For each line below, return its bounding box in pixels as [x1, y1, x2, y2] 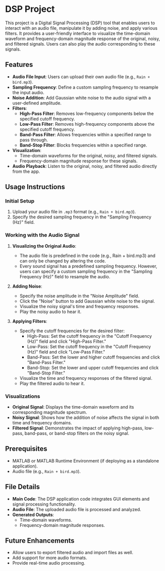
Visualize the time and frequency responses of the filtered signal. [19, 375, 153, 381]
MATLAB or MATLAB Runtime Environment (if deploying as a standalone [12, 458, 159, 464]
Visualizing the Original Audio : [12, 243, 77, 249]
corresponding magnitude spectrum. [12, 410, 87, 415]
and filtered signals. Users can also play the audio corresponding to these [5, 41, 156, 47]
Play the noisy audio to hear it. [19, 309, 82, 314]
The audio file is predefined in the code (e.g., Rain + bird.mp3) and [19, 253, 156, 259]
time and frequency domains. [12, 420, 73, 426]
